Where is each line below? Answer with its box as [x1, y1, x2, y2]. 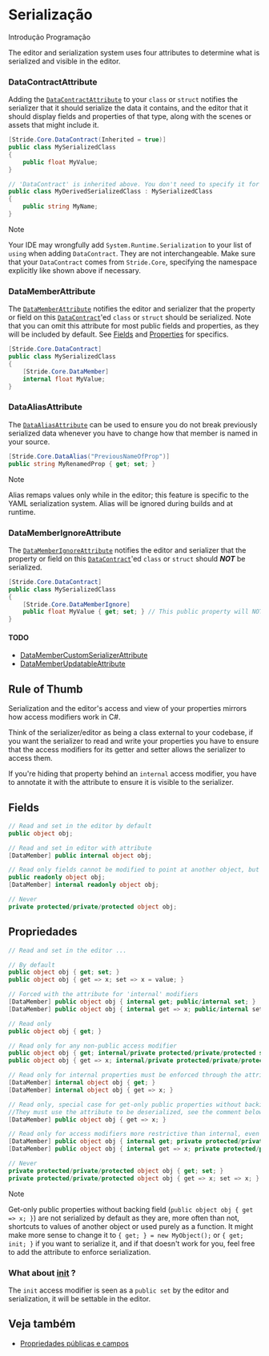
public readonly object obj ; [8, 873, 106, 881]
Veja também [8, 1317, 76, 1331]
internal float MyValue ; [22, 375, 106, 383]
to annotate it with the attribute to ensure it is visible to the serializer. [8, 778, 234, 787]
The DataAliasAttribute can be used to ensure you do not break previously [8, 419, 258, 429]
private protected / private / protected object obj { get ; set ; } [8, 1166, 224, 1174]
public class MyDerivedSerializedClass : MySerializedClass [8, 187, 214, 196]
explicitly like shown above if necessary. [8, 265, 142, 275]
